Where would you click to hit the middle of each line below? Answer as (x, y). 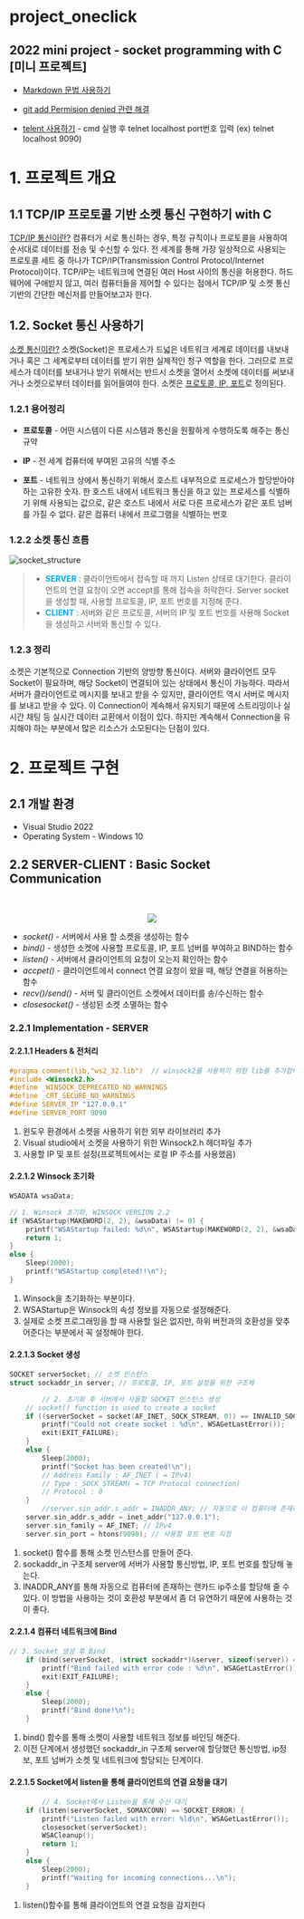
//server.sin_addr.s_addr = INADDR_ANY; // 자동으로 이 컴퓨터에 (159, 1509)
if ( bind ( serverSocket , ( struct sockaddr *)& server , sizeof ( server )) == (163, 1660)
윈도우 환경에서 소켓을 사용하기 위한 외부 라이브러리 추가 (122, 1131)
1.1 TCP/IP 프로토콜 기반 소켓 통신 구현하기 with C (141, 214)
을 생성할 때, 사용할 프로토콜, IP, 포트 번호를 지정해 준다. (143, 602)
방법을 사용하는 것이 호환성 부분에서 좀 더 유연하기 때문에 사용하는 (167, 1597)
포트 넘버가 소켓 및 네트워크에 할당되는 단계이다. (119, 1760)
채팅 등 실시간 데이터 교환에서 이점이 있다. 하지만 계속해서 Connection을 (154, 717)
